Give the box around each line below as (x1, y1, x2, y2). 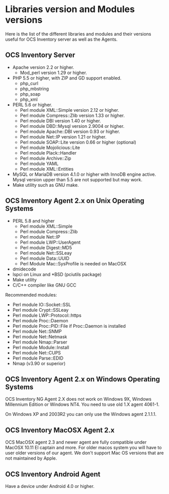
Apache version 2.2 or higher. (12, 64, 74, 70)
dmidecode (12, 266, 36, 272)
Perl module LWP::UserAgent (20, 239, 81, 245)
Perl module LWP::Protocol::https (12, 312, 81, 318)
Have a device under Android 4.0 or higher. (5, 483, 95, 489)
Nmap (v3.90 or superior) (12, 360, 66, 366)
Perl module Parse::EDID (12, 355, 64, 361)
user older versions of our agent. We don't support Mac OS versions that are (5, 450, 164, 456)
